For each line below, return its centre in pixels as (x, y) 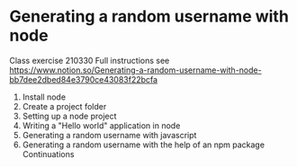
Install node (44, 97)
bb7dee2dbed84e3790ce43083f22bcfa (84, 79)
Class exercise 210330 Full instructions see (90, 60)
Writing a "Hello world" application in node (101, 125)
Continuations (48, 154)
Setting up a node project (69, 116)
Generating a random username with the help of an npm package (144, 145)
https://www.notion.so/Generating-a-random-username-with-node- (136, 70)
